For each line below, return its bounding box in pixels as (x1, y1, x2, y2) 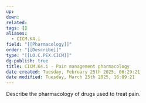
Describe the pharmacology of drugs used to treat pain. (6, 91, 141, 98)
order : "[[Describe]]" (6, 47, 62, 53)
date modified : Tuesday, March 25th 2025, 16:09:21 (6, 74, 135, 80)
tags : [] (6, 25, 28, 31)
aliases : (6, 31, 28, 36)
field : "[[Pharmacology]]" (6, 42, 72, 48)
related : (6, 19, 28, 25)
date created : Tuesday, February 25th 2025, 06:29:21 (6, 69, 141, 75)
